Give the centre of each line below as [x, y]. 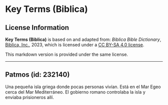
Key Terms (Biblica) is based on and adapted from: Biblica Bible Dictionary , [83, 39]
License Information [37, 28]
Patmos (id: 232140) [37, 75]
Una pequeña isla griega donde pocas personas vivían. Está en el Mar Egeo [83, 87]
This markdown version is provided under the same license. [67, 54]
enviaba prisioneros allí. [29, 97]
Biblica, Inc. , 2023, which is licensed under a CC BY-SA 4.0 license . [75, 45]
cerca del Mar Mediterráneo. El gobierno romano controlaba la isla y [75, 92]
